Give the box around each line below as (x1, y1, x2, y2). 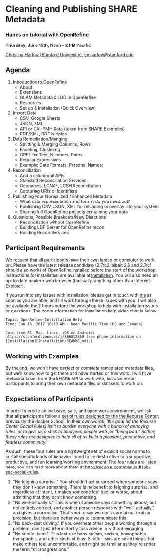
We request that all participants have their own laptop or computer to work (5, 257, 155, 263)
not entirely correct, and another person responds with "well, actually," (12, 505, 155, 511)
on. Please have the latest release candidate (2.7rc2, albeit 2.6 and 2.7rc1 (5, 262, 152, 268)
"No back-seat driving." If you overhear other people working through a (12, 520, 156, 526)
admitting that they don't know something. (12, 494, 98, 500)
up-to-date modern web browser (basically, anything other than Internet (5, 278, 150, 284)
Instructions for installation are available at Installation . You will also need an (5, 272, 158, 278)
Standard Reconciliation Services (19, 178, 87, 184)
